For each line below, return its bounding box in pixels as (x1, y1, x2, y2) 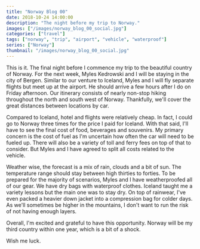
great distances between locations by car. (6, 102, 109, 109)
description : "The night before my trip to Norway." (6, 20, 140, 26)
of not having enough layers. (6, 207, 77, 215)
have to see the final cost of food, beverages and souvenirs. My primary (6, 126, 184, 133)
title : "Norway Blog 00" (6, 8, 68, 15)
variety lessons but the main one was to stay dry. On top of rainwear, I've (6, 189, 186, 196)
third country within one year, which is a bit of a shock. (6, 225, 141, 233)
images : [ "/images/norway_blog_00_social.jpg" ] (6, 25, 127, 32)
